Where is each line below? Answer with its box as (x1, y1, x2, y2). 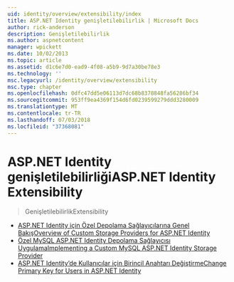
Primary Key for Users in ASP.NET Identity (17, 266, 142, 275)
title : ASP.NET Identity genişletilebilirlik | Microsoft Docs (7, 17, 199, 24)
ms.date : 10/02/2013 (7, 51, 69, 58)
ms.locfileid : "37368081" (7, 122, 84, 130)
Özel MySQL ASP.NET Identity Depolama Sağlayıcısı (17, 236, 171, 245)
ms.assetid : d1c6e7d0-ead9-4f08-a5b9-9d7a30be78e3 (7, 63, 161, 70)
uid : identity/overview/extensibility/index (7, 10, 142, 18)
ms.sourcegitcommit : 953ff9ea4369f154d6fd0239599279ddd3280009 (7, 97, 199, 104)
